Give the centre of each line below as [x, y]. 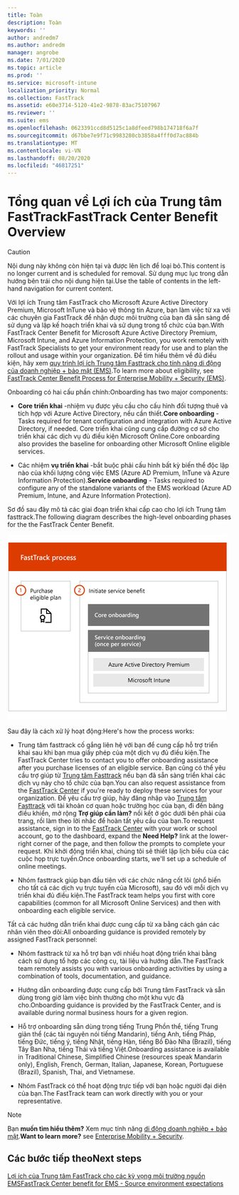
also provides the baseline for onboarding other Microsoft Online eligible [124, 444]
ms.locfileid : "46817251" [46, 166]
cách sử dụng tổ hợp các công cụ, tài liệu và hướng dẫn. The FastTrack [121, 961]
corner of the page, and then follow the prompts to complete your [129, 844]
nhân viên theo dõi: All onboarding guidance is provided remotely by [107, 932]
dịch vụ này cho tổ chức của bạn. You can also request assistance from [122, 783]
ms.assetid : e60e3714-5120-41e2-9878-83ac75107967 [84, 106]
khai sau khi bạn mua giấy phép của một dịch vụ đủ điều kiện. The [114, 752]
